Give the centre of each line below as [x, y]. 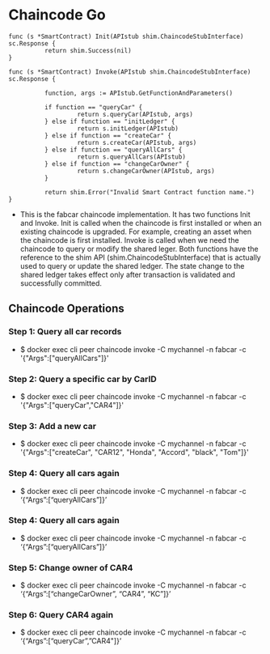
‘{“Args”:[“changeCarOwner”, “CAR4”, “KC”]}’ [95, 594]
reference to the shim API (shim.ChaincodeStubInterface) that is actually [140, 257]
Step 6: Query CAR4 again [61, 615]
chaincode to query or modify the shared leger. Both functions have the [139, 248]
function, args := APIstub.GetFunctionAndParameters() [138, 93]
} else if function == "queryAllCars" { [113, 150]
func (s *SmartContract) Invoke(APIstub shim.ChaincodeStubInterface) [130, 72]
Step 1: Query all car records [65, 332]
